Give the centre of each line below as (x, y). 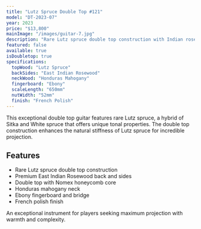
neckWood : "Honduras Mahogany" (51, 78)
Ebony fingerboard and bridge (52, 196)
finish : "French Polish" (42, 100)
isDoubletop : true (29, 56)
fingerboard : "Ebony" (39, 84)
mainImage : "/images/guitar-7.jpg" (51, 34)
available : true (26, 51)
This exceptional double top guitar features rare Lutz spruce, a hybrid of (95, 118)
